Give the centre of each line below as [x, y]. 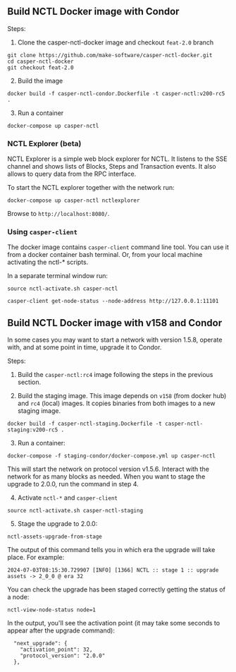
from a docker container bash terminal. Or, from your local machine [105, 255]
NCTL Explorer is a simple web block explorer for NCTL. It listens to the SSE [117, 159]
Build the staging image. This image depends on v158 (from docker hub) [122, 396]
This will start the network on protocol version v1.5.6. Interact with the [108, 469]
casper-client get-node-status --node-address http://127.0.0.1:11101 [113, 301]
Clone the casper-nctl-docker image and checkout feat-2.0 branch [116, 42]
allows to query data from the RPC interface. [72, 174]
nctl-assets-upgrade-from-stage [55, 537]
